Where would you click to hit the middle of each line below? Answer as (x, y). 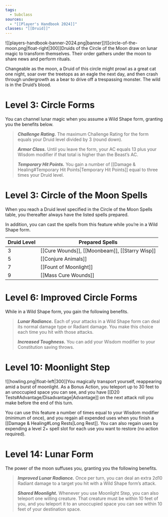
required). (16, 434)
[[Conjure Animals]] (64, 259)
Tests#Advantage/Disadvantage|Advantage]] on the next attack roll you (79, 397)
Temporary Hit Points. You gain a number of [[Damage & (76, 165)
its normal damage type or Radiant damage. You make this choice (85, 326)
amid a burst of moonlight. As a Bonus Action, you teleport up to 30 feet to (82, 387)
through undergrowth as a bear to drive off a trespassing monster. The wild (83, 80)
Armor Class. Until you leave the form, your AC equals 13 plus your (87, 150)
